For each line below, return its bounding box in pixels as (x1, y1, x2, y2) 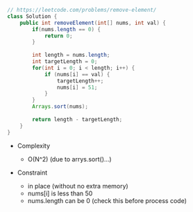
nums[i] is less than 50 (27, 189, 93, 197)
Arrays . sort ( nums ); (32, 103, 89, 110)
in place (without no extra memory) (27, 182, 128, 190)
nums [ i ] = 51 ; (56, 84, 98, 91)
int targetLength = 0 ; (32, 58, 98, 65)
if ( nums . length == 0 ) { (32, 26, 101, 33)
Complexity (17, 141, 51, 150)
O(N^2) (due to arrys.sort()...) (27, 154, 112, 163)
